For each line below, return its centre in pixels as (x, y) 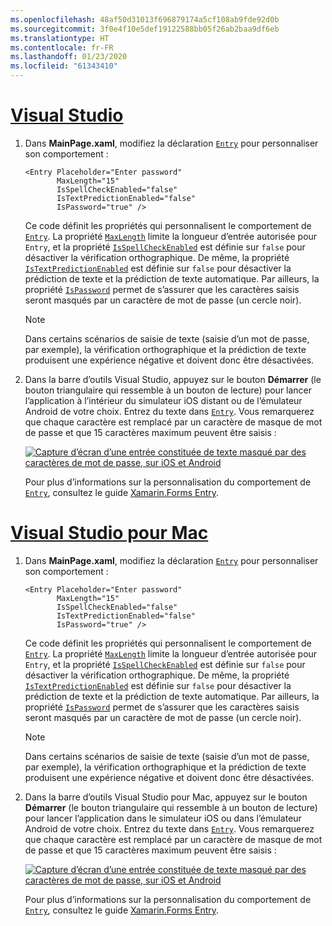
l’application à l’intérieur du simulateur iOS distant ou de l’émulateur (163, 400)
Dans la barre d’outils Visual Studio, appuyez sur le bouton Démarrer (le (173, 379)
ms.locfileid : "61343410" (64, 66)
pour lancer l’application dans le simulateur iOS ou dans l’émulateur (163, 818)
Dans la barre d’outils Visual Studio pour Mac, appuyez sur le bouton (166, 797)
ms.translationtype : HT (60, 38)
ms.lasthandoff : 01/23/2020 (69, 57)
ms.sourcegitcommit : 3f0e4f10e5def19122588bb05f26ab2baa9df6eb (145, 29)
